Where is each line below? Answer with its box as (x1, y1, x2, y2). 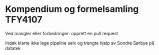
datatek (5, 45, 21, 51)
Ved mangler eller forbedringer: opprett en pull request (5, 30, 118, 36)
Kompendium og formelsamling (5, 3, 139, 15)
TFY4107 (5, 14, 42, 25)
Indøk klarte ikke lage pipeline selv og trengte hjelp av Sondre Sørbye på (5, 40, 154, 46)
